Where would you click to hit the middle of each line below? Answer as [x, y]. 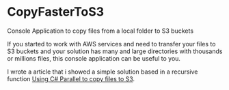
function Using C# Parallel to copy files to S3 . [71, 78]
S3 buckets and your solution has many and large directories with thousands [115, 51]
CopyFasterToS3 [56, 12]
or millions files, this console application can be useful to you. [94, 58]
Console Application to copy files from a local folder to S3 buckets [100, 31]
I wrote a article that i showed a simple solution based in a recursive [103, 72]
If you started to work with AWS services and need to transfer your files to [111, 44]
